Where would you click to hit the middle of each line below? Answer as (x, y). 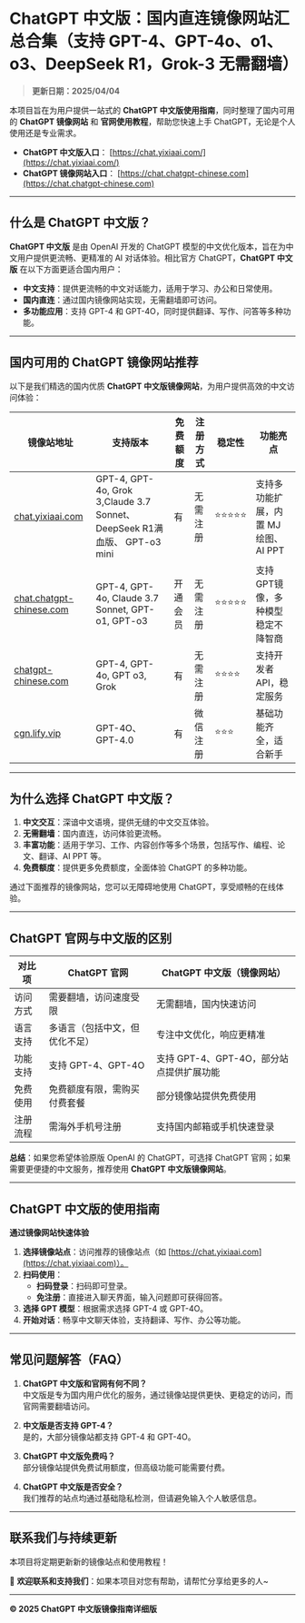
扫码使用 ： (43, 1274)
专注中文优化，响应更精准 (211, 1034)
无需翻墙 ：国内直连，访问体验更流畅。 (94, 834)
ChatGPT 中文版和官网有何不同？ (85, 1383)
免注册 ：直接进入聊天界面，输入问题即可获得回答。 (132, 1297)
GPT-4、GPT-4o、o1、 (196, 41)
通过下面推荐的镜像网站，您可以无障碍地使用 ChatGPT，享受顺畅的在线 (143, 887)
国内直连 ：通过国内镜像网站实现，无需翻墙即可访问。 (122, 300)
